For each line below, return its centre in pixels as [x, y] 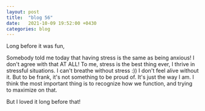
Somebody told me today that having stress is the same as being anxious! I [100, 58]
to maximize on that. [32, 90]
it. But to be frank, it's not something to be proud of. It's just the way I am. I [100, 77]
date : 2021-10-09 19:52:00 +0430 [52, 23]
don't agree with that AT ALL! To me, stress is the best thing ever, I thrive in [101, 64]
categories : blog [28, 29]
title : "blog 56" [30, 18]
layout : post [23, 12]
